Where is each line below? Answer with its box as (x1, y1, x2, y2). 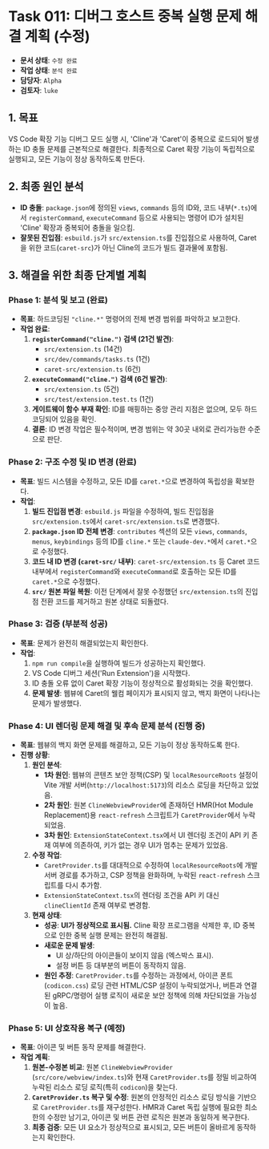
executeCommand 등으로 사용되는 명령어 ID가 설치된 (86, 212, 244, 222)
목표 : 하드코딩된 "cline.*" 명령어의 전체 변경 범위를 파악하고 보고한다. (19, 314, 240, 324)
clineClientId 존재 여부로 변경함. (43, 900, 151, 910)
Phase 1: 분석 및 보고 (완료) (8, 294, 108, 305)
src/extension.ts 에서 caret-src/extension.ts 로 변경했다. (31, 516, 220, 526)
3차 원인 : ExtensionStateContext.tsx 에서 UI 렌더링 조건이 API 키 (43, 831, 250, 840)
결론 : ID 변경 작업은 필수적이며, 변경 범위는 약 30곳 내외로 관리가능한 (31, 424, 247, 434)
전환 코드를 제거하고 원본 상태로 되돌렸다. (40, 597, 169, 606)
